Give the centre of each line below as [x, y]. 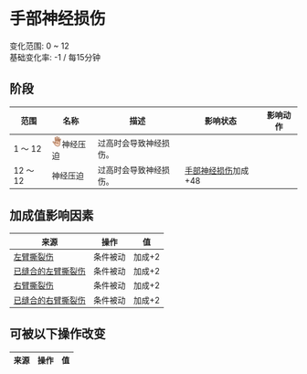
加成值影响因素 [52, 215]
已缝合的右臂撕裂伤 [49, 300]
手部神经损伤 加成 [217, 171]
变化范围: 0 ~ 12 [40, 46]
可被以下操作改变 [58, 334]
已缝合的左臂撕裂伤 [49, 272]
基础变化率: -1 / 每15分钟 [55, 57]
